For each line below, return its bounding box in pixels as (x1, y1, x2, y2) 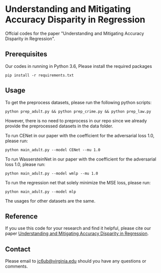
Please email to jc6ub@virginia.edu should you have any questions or (5, 258, 147, 264)
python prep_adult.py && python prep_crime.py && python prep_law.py (5, 109, 152, 114)
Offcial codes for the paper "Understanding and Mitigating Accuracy (5, 30, 144, 36)
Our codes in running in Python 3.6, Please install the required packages (5, 63, 152, 69)
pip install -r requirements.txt (5, 73, 74, 78)
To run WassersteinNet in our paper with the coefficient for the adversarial (5, 156, 157, 162)
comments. (5, 264, 28, 270)
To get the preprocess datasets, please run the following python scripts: (5, 99, 152, 105)
